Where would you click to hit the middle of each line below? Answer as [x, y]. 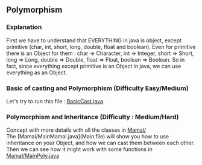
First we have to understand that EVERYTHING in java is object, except [94, 40]
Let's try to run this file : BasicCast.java [55, 101]
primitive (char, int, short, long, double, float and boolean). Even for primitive [101, 47]
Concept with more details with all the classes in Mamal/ [76, 130]
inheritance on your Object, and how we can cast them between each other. [100, 143]
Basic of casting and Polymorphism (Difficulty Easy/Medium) [97, 88]
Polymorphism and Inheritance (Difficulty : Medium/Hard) [93, 117]
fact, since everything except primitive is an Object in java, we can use [94, 66]
